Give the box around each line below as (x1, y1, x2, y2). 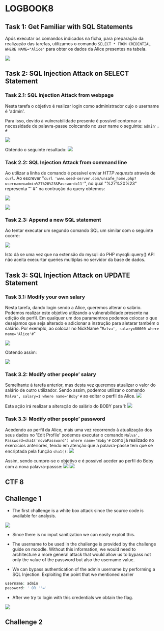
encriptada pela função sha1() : (5, 448, 68, 454)
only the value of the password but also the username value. (12, 556, 135, 563)
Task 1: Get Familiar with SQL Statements (5, 23, 133, 31)
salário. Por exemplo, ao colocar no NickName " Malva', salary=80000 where (5, 325, 160, 331)
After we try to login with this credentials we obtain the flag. (12, 594, 134, 600)
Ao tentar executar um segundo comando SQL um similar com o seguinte (5, 228, 154, 233)
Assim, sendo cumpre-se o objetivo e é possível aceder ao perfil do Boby (5, 458, 154, 463)
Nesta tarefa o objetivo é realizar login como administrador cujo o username (5, 103, 159, 109)
